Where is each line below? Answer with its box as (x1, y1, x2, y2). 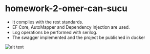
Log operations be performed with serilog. (12, 29, 98, 35)
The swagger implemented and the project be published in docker (12, 35, 146, 40)
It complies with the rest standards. (12, 19, 84, 25)
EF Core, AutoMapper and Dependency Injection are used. (12, 24, 130, 30)
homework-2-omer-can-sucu (5, 3, 128, 14)
